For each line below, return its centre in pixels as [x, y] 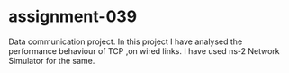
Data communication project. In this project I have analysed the [126, 41]
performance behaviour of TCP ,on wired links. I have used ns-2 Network [144, 50]
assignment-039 [73, 17]
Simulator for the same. [52, 60]
